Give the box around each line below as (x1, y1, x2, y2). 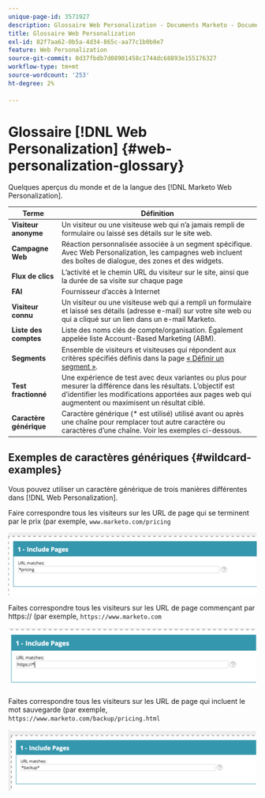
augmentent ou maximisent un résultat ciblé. (62, 398, 206, 407)
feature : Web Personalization (8, 46, 108, 55)
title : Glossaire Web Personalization (8, 29, 136, 37)
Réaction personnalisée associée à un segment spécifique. (62, 240, 252, 249)
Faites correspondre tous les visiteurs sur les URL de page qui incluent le (8, 696, 246, 705)
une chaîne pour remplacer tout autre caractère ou (62, 418, 226, 427)
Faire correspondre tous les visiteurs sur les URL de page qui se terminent (8, 508, 250, 517)
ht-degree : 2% (8, 79, 55, 87)
